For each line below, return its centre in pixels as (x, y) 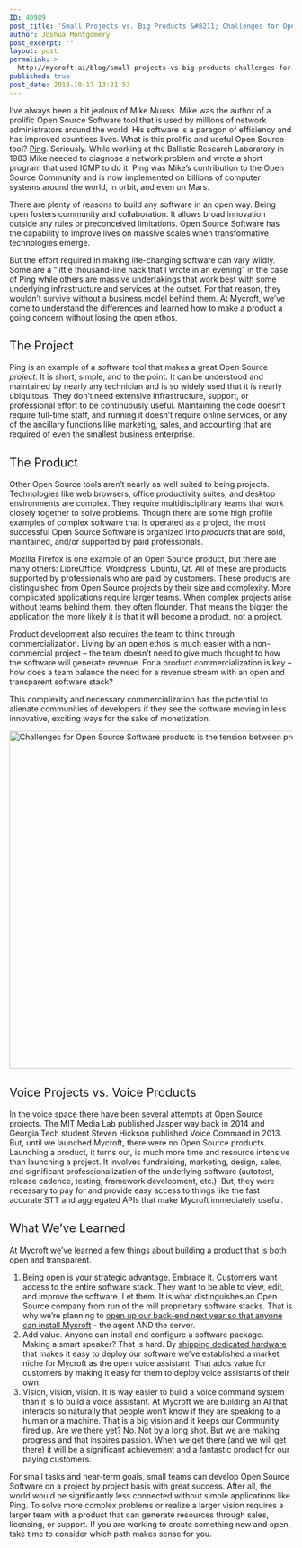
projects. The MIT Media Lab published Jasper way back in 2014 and (137, 1124)
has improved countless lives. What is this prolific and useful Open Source (147, 139)
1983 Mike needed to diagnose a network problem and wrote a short (136, 158)
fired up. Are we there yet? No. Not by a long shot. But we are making (151, 1430)
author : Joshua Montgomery (60, 34)
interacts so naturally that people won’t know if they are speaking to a (151, 1411)
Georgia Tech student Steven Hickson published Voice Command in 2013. (146, 1133)
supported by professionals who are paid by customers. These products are (150, 578)
